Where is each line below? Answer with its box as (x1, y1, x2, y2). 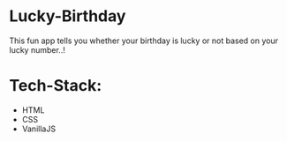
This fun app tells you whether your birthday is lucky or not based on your (9, 35, 278, 46)
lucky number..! (9, 44, 66, 55)
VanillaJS (21, 123, 56, 134)
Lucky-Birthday (9, 6, 126, 26)
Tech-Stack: (9, 76, 102, 96)
